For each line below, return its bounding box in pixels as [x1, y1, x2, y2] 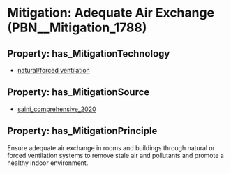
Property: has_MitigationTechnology [7, 48, 170, 59]
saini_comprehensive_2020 [17, 105, 96, 113]
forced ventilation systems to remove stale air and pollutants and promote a [7, 151, 225, 159]
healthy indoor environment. [7, 159, 89, 167]
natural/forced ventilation [17, 66, 91, 74]
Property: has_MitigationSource [7, 86, 150, 99]
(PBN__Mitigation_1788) [7, 20, 147, 36]
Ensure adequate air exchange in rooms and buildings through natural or [7, 143, 215, 152]
